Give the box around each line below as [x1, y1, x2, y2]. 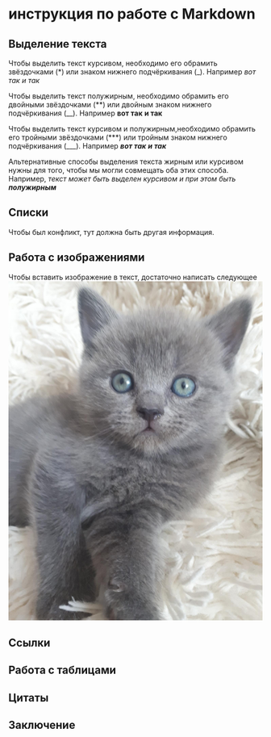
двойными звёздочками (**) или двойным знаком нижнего [8, 100, 212, 109]
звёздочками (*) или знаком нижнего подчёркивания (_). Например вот [8, 67, 256, 77]
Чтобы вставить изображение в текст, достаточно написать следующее [8, 272, 258, 282]
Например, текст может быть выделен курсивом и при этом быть [8, 174, 236, 183]
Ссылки [8, 636, 51, 650]
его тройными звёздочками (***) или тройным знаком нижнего [8, 132, 227, 142]
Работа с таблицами [8, 664, 117, 677]
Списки [8, 206, 49, 220]
